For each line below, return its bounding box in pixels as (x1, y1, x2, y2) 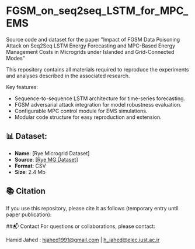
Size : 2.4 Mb (14, 168, 46, 175)
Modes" (6, 54, 25, 62)
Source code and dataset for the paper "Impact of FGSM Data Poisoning (6, 36, 180, 43)
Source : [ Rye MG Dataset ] (14, 156, 78, 163)
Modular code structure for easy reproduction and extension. (14, 113, 162, 121)
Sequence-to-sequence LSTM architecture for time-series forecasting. (14, 95, 186, 102)
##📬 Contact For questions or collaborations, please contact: (6, 223, 156, 230)
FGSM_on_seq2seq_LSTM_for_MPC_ (6, 4, 189, 18)
